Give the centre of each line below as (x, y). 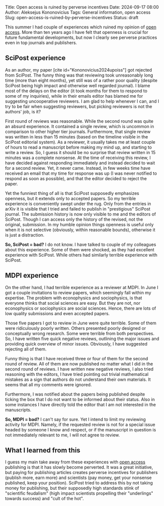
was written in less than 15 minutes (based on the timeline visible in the (77, 136)
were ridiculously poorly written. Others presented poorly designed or (75, 328)
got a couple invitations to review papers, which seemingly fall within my (78, 293)
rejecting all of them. (26, 349)
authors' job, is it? (23, 111)
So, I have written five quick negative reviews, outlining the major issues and (82, 339)
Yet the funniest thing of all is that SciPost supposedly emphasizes (72, 193)
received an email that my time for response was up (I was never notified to (81, 173)
